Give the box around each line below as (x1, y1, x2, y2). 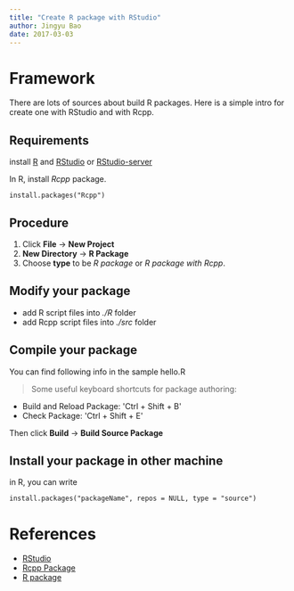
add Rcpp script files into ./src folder (21, 316, 157, 327)
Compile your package (9, 342, 138, 357)
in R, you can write (9, 477, 78, 488)
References (9, 523, 96, 544)
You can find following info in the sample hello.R (9, 366, 185, 377)
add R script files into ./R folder (21, 307, 136, 317)
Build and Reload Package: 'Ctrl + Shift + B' (21, 400, 182, 411)
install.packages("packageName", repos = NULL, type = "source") (9, 494, 257, 504)
